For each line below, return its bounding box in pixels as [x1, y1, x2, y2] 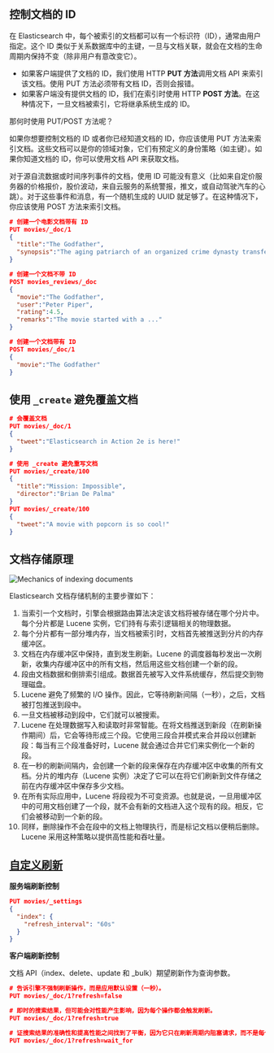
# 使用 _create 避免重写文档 [9, 459, 98, 468]
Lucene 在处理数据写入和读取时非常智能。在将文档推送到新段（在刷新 [20, 720, 255, 730]
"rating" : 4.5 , [16, 308, 64, 316]
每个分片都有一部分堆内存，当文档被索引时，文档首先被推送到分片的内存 [20, 629, 263, 638]
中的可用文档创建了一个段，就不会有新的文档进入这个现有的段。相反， [20, 802, 257, 812]
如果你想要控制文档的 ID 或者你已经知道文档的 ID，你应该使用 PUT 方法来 [9, 133, 254, 143]
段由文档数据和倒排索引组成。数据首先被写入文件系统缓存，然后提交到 [20, 669, 257, 679]
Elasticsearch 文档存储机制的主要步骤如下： [9, 591, 156, 601]
